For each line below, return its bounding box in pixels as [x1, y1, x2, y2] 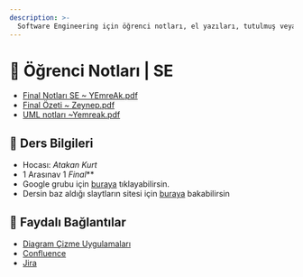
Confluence [22, 248, 67, 259]
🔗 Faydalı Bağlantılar [9, 214, 126, 230]
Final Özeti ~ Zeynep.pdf [22, 100, 115, 111]
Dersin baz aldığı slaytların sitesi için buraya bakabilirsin [22, 189, 230, 199]
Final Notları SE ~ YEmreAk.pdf [22, 90, 138, 101]
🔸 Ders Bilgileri [9, 135, 94, 151]
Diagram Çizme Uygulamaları [22, 238, 132, 249]
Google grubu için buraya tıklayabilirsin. [22, 179, 170, 189]
